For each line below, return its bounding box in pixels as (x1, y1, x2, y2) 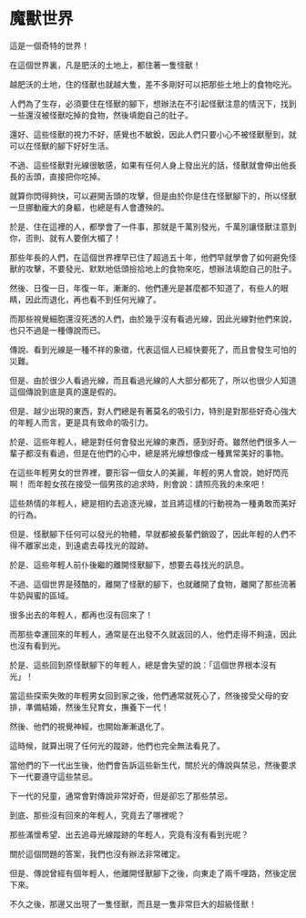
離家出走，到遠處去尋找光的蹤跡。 (25, 539, 153, 551)
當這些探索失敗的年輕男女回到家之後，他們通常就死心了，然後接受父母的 (9, 689, 280, 701)
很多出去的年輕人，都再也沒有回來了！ (9, 609, 153, 620)
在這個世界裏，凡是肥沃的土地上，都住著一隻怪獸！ (9, 59, 201, 70)
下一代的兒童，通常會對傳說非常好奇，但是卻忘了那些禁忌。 (9, 790, 233, 801)
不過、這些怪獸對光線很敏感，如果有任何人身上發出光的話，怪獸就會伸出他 (9, 159, 289, 170)
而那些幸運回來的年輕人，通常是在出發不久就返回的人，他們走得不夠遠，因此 (9, 628, 297, 639)
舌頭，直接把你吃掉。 (25, 170, 106, 182)
